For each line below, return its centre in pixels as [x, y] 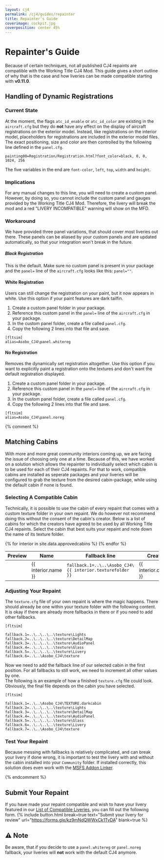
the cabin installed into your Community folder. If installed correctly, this [76, 763]
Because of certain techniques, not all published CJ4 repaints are [71, 66]
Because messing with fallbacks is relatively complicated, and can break [78, 752]
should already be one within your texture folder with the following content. [81, 607]
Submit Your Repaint [37, 793]
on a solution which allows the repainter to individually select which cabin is [81, 464]
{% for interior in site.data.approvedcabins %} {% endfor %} [66, 543]
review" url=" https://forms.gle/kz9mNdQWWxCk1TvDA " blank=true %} [76, 820]
